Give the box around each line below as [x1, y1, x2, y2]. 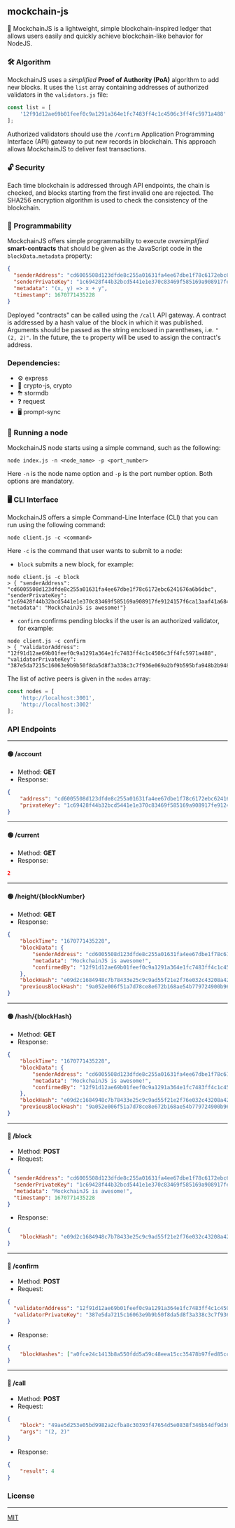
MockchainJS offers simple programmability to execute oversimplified [7, 237, 208, 245]
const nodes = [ [7, 688, 55, 695]
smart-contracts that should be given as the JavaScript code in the [7, 245, 203, 253]
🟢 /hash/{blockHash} [7, 1012, 72, 1021]
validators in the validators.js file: [7, 90, 108, 99]
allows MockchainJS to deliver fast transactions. [7, 144, 147, 153]
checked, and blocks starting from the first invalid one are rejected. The [7, 189, 214, 197]
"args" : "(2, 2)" [20, 1428, 71, 1435]
